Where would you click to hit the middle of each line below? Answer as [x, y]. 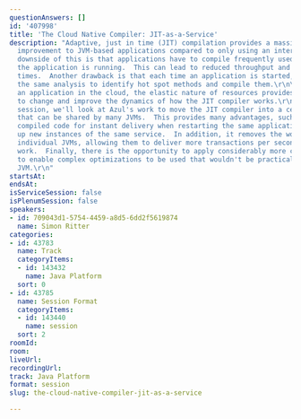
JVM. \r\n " [35, 168]
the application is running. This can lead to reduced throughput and [154, 68]
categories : [31, 234]
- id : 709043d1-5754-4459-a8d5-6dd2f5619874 [94, 218]
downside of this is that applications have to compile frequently [146, 59]
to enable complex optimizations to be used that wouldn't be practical [156, 159]
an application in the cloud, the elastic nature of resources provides [156, 92]
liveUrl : [26, 360]
